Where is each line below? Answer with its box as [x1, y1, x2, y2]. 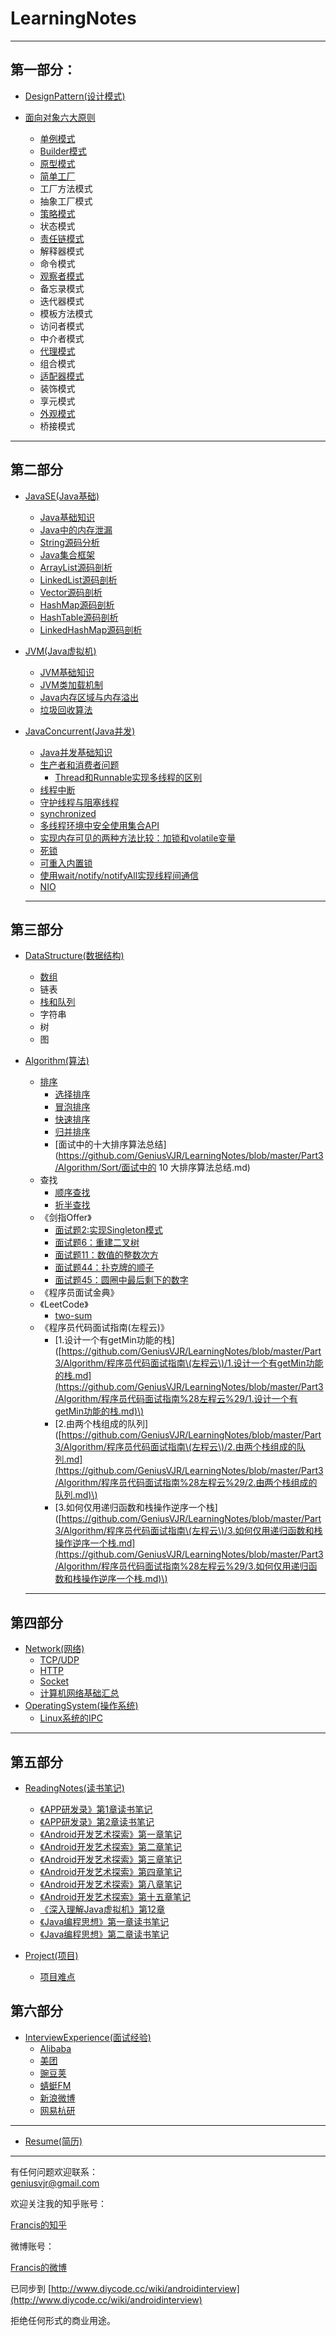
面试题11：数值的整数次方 [54, 1249, 159, 1261]
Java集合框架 [39, 548, 95, 561]
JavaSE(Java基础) [24, 490, 100, 502]
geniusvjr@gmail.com [10, 2177, 100, 2189]
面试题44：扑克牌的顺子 [54, 1262, 155, 1274]
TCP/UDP [39, 1654, 80, 1666]
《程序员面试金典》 [39, 1287, 120, 1299]
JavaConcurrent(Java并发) [24, 725, 136, 737]
